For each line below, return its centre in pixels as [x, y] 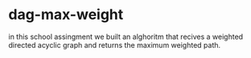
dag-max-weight [66, 15]
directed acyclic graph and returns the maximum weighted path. [115, 44]
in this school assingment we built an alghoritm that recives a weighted [126, 37]
